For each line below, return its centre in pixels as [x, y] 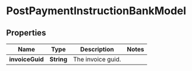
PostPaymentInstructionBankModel [96, 11]
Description [97, 49]
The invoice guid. [97, 59]
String [59, 59]
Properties [26, 33]
